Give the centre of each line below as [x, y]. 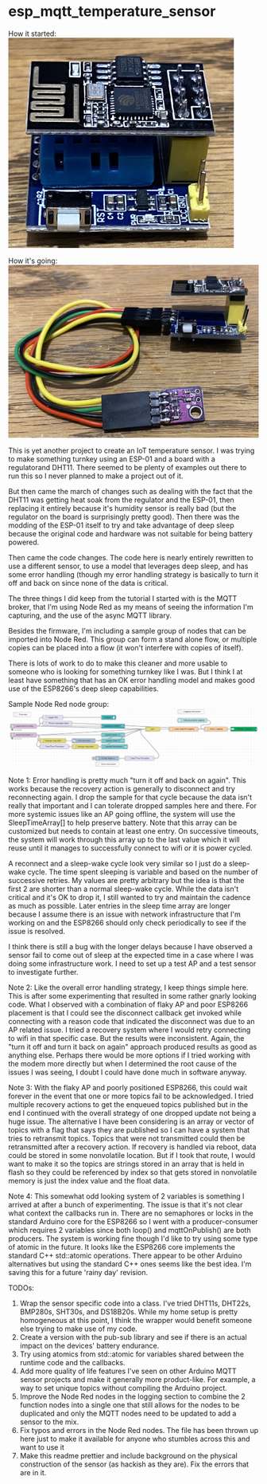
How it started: [33, 33]
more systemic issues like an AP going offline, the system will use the [122, 815]
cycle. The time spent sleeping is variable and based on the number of [143, 872]
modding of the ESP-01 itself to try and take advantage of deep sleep [121, 525]
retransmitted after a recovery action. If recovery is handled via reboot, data [132, 1147]
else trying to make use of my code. [78, 1329]
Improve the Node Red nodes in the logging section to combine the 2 [133, 1396]
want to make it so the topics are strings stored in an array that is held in [126, 1164]
